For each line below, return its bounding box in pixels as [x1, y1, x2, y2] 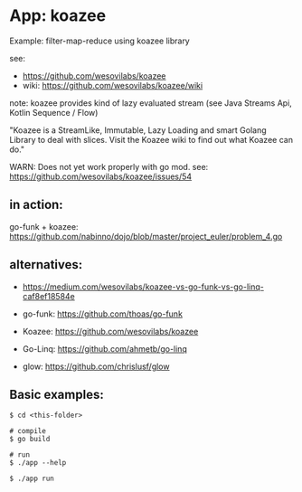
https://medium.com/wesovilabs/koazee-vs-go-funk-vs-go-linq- [22, 281, 264, 292]
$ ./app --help [9, 459, 67, 468]
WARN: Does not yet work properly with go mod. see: [9, 161, 209, 172]
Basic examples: [9, 386, 104, 402]
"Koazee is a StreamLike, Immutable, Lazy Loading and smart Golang [9, 124, 267, 136]
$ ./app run [9, 474, 54, 484]
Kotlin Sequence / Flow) [9, 107, 99, 118]
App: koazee [9, 5, 107, 26]
